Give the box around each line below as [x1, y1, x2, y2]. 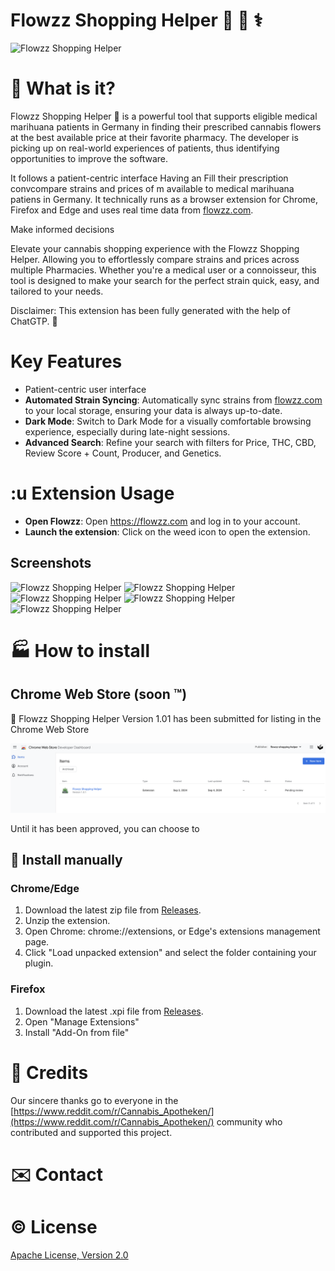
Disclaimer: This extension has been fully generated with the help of [10, 304, 291, 316]
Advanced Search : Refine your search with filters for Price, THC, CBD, [24, 436, 317, 448]
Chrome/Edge [10, 882, 80, 896]
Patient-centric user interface [24, 383, 147, 395]
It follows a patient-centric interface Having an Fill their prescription [10, 172, 289, 184]
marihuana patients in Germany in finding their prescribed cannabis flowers [10, 120, 322, 133]
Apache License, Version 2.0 [10, 1249, 129, 1261]
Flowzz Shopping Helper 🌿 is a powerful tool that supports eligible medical [10, 110, 318, 122]
